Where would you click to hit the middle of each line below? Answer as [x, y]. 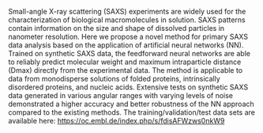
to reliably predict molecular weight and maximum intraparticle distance [125, 62]
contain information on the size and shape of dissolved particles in [116, 28]
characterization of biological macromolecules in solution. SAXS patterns [127, 20]
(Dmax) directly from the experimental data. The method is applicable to [126, 70]
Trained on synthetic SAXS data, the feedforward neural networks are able [130, 53]
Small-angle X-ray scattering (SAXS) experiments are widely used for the [127, 11]
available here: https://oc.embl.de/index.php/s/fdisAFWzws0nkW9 [116, 121]
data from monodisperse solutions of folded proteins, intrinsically [115, 79]
